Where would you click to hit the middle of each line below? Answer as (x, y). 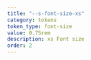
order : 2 (20, 46)
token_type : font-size (40, 26)
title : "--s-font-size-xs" (46, 13)
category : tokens (32, 20)
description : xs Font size (46, 39)
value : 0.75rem (29, 33)
